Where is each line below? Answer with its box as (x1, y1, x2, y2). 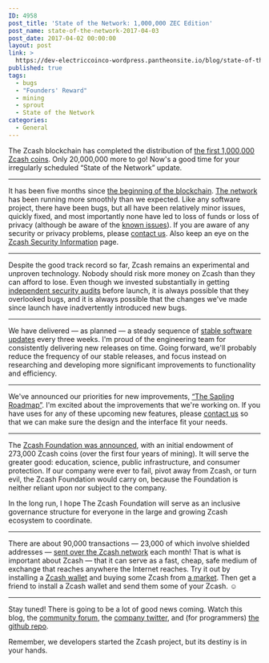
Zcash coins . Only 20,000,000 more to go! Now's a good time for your (8, 154, 240, 164)
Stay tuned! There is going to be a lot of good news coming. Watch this (8, 604, 243, 614)
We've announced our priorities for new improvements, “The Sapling (8, 391, 235, 401)
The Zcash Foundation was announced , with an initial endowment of (8, 440, 234, 449)
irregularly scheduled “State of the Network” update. (8, 162, 183, 173)
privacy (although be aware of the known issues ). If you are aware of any (8, 220, 250, 230)
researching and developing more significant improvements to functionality (8, 360, 256, 369)
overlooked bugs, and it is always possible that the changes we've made (8, 294, 248, 303)
